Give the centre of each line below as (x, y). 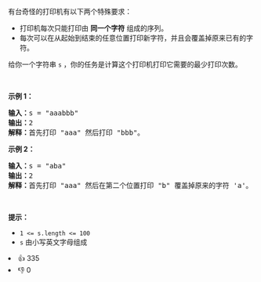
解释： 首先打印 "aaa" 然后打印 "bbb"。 (76, 133)
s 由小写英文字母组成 (53, 242)
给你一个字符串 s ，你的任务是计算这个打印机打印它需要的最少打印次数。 (125, 64)
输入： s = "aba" (37, 166)
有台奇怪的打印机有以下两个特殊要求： (70, 11)
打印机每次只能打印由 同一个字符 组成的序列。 (94, 28)
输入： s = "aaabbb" (43, 113)
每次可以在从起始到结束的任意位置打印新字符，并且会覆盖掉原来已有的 (133, 38)
